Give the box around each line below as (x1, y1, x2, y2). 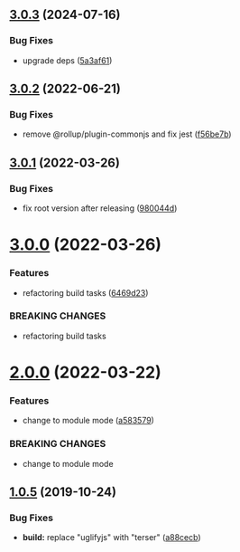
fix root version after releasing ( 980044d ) (22, 203, 178, 214)
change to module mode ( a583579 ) (22, 415, 155, 426)
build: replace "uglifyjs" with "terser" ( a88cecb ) (22, 532, 201, 543)
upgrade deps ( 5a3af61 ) (22, 54, 113, 66)
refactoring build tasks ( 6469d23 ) (22, 287, 149, 298)
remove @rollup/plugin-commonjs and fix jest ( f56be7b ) (22, 128, 232, 139)
